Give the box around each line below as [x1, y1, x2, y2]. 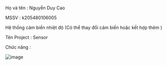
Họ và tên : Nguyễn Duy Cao [5, 5, 65, 11]
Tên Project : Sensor [5, 35, 48, 40]
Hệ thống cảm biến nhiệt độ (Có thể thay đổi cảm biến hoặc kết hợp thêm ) [5, 24, 162, 30]
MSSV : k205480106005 [5, 15, 57, 20]
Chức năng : [5, 44, 32, 50]
